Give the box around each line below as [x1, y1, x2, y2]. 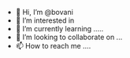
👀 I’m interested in [15, 16, 75, 25]
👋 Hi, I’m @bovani [15, 8, 73, 16]
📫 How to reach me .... [15, 42, 91, 50]
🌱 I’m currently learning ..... [15, 24, 104, 33]
